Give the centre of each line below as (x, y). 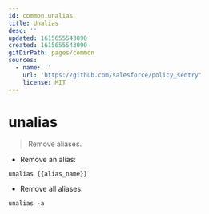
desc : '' (23, 30)
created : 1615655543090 (48, 46)
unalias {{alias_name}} (48, 174)
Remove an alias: (48, 160)
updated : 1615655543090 (48, 38)
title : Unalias (34, 23)
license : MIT (44, 82)
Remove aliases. (55, 144)
